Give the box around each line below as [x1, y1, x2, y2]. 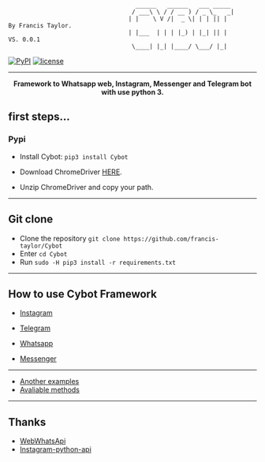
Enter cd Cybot [19, 248, 68, 258]
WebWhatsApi [19, 436, 66, 446]
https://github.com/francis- [123, 235, 219, 243]
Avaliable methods [19, 385, 80, 395]
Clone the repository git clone [19, 233, 121, 243]
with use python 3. [101, 88, 164, 96]
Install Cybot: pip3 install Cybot [19, 151, 129, 161]
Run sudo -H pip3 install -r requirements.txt [19, 257, 176, 266]
